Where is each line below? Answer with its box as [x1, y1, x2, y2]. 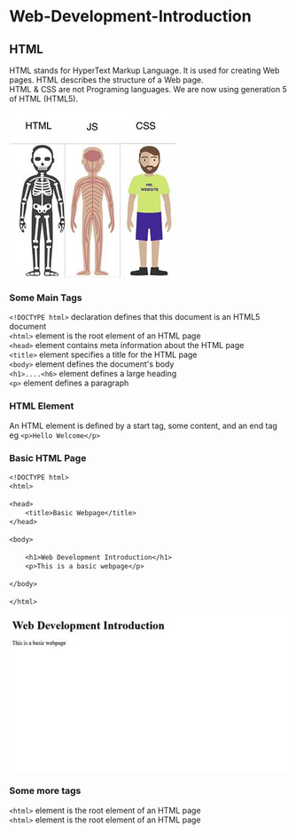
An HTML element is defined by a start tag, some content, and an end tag [9, 420, 277, 431]
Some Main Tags [9, 291, 82, 304]
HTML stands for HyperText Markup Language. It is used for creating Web [9, 65, 280, 75]
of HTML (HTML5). [9, 93, 79, 104]
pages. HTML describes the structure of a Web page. [9, 75, 204, 85]
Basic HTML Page [9, 451, 87, 464]
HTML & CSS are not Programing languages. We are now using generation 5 [9, 84, 288, 94]
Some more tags [9, 784, 82, 797]
